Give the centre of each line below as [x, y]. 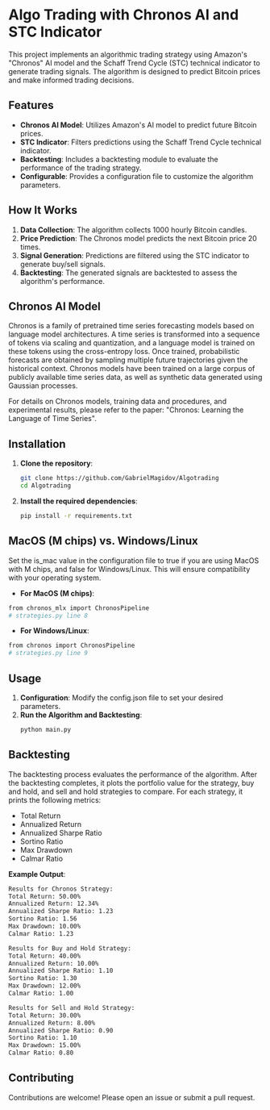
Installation [37, 444]
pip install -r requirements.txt [76, 515]
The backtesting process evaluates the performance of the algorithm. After [133, 774]
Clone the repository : [56, 463]
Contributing [41, 1078]
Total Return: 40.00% [45, 956]
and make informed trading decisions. [71, 80]
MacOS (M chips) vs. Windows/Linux [104, 541]
